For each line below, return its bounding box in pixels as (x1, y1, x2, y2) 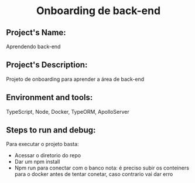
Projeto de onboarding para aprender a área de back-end (6, 75, 145, 83)
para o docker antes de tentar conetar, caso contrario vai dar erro (14, 171, 173, 178)
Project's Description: (6, 60, 88, 70)
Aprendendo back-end (6, 43, 61, 50)
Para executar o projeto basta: (6, 141, 79, 148)
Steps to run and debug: (6, 125, 96, 135)
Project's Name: (6, 28, 66, 38)
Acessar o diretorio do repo (14, 152, 81, 159)
